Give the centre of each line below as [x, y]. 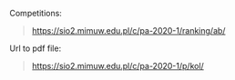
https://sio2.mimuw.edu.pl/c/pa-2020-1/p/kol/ [118, 66]
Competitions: [36, 13]
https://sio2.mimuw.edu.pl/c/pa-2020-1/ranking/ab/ [128, 30]
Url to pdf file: [36, 48]
